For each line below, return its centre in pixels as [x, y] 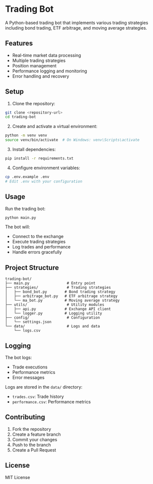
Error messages [28, 378]
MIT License [18, 477]
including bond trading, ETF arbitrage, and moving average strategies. [76, 28]
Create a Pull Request [34, 450]
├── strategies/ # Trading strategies [58, 288]
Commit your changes [35, 439]
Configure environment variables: [46, 168]
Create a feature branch [36, 434]
